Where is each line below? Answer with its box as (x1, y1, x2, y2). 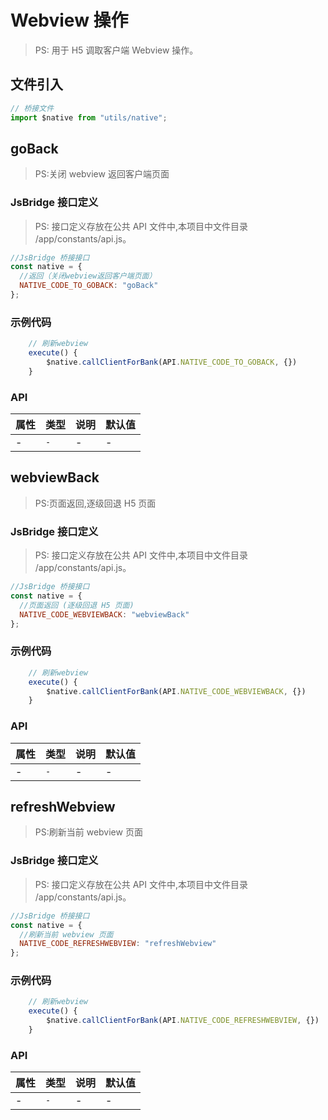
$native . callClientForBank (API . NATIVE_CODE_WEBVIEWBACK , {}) (46, 686, 307, 696)
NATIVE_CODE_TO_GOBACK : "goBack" (19, 281, 159, 291)
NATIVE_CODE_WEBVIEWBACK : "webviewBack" (19, 609, 190, 620)
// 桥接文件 (10, 103, 55, 113)
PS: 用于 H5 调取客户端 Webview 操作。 (34, 44, 199, 56)
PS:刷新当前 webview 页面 (34, 826, 143, 838)
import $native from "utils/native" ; (10, 112, 168, 123)
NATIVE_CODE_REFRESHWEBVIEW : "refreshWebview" (19, 939, 217, 949)
